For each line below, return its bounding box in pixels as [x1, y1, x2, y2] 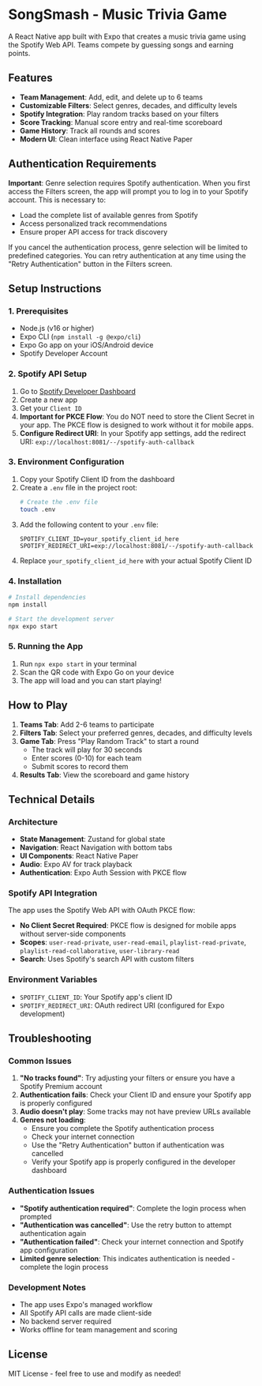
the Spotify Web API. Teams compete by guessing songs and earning [8, 39, 234, 49]
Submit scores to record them [31, 761, 129, 771]
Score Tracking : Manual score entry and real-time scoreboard [19, 117, 223, 127]
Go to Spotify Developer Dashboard [19, 386, 136, 396]
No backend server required [19, 1317, 112, 1326]
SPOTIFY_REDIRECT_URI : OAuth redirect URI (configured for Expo [19, 1001, 225, 1010]
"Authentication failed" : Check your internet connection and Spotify [19, 1237, 245, 1246]
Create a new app [19, 395, 78, 404]
